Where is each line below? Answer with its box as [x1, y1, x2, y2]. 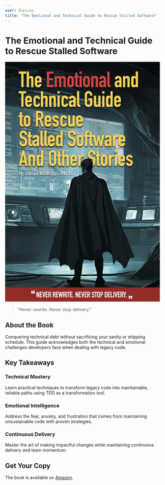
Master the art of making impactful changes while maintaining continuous [5, 442, 154, 448]
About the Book [5, 321, 54, 329]
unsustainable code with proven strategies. [5, 419, 92, 424]
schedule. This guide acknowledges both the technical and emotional [5, 339, 146, 345]
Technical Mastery [5, 373, 51, 380]
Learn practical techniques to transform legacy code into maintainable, [5, 385, 148, 390]
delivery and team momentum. [5, 447, 67, 453]
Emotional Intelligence [5, 402, 60, 409]
